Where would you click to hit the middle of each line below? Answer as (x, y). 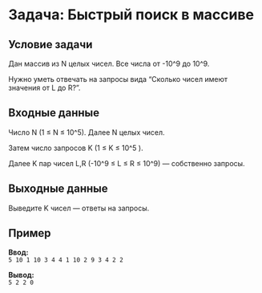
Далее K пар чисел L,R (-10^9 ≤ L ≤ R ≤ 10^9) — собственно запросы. (127, 163)
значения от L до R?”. (44, 87)
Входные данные (54, 113)
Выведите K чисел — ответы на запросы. (79, 208)
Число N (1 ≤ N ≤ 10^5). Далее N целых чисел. (87, 132)
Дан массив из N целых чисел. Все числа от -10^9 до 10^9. (109, 63)
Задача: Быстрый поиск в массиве (131, 15)
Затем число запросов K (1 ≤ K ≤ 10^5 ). (76, 148)
